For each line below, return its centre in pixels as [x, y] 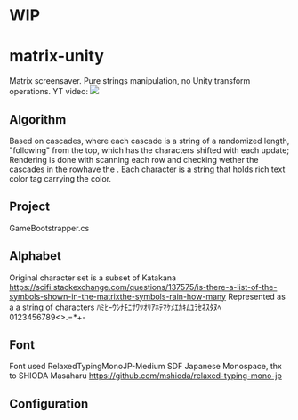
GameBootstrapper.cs [49, 228]
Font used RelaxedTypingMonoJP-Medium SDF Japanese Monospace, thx [145, 367]
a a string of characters [52, 307]
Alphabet [36, 256]
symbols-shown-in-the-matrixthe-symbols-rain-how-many [118, 296]
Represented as [257, 296]
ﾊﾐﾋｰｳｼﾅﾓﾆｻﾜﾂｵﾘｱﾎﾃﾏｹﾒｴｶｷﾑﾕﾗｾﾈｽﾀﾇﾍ [159, 307]
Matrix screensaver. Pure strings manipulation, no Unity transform [130, 81]
